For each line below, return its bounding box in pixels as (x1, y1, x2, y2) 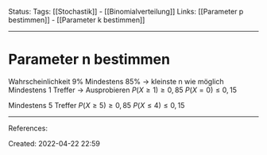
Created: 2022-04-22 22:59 (8, 138, 101, 148)
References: (8, 123, 48, 133)
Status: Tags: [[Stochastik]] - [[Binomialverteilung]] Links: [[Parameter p (8, 7, 244, 16)
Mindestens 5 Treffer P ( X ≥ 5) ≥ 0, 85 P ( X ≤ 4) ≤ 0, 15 (8, 100, 185, 110)
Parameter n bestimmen (8, 51, 171, 68)
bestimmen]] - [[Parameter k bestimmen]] (8, 15, 145, 25)
